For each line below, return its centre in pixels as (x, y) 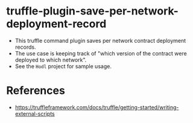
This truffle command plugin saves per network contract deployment (100, 40)
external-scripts (35, 113)
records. (25, 47)
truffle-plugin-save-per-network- (93, 11)
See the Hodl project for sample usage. (63, 66)
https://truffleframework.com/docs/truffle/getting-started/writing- (97, 107)
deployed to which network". (51, 60)
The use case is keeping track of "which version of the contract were (101, 53)
